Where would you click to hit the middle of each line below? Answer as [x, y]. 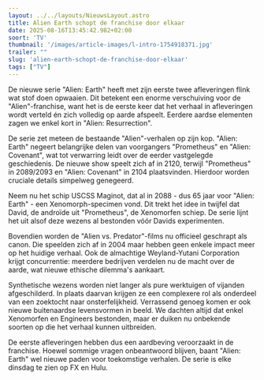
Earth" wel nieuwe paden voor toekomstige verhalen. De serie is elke [120, 359]
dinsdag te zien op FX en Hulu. [58, 367]
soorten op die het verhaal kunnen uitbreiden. [82, 327]
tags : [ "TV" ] [30, 67]
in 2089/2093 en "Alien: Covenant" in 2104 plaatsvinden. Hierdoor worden [129, 171]
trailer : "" [28, 52]
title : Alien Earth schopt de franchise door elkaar [97, 23]
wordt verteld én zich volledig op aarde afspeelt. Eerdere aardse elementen [130, 115]
